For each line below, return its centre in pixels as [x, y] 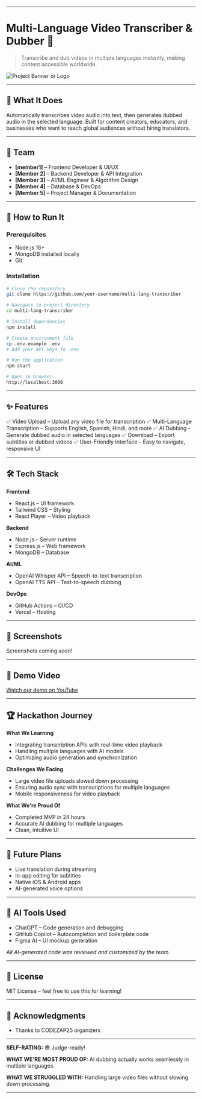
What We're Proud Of [33, 805]
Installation [23, 276]
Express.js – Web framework [50, 546]
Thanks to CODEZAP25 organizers [58, 1030]
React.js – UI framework [44, 503]
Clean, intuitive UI [37, 830]
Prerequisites [26, 234]
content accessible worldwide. [59, 64]
